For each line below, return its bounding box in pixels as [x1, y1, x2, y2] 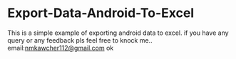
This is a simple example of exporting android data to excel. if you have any [7, 28, 230, 37]
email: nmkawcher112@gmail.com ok [7, 43, 114, 52]
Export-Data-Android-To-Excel [7, 5, 195, 21]
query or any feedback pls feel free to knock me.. [7, 36, 153, 44]
